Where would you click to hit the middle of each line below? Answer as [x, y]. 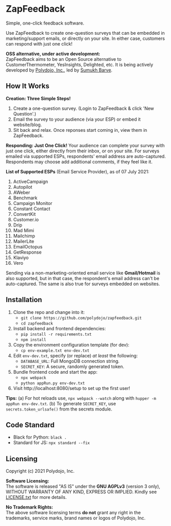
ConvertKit [24, 214]
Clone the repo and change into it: [49, 312]
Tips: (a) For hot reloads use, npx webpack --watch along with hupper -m [81, 398]
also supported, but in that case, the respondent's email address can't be [83, 278]
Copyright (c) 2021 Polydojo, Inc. [40, 471]
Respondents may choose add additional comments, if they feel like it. [79, 162]
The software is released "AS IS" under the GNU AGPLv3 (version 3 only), [83, 487]
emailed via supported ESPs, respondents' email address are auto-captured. [86, 156]
